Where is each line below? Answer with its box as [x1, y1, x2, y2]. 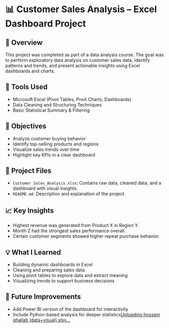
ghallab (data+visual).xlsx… [12, 317, 71, 323]
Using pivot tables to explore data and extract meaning [12, 272, 128, 279]
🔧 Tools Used [5, 83, 48, 91]
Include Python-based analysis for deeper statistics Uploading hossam [12, 311, 160, 317]
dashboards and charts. [5, 68, 55, 74]
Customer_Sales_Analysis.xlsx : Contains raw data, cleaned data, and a [12, 180, 161, 186]
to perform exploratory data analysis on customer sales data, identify [5, 57, 150, 63]
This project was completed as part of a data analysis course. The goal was [5, 52, 164, 58]
